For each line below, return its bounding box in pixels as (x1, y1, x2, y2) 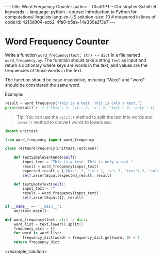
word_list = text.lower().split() (14, 222, 83, 227)
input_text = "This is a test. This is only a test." (22, 160, 133, 165)
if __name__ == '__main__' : (5, 204, 62, 209)
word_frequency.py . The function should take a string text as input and (5, 57, 147, 63)
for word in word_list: (14, 231, 62, 236)
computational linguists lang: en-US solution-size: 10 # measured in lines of (5, 14, 156, 20)
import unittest (5, 128, 38, 134)
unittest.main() (14, 208, 47, 213)
